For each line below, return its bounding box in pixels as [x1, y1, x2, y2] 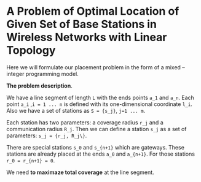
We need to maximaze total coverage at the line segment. [6, 169, 155, 176]
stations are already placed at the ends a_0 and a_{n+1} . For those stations [6, 150, 195, 157]
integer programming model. [6, 70, 79, 77]
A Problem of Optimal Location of [6, 4, 179, 18]
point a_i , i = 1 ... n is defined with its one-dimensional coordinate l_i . [6, 100, 192, 108]
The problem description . [6, 82, 73, 89]
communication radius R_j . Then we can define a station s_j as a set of [6, 125, 187, 132]
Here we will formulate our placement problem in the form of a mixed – [6, 63, 186, 71]
